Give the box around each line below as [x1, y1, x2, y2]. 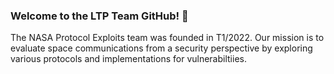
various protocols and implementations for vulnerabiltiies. [10, 53, 247, 65]
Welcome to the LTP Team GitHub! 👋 [10, 9, 189, 23]
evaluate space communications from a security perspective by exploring [10, 42, 313, 54]
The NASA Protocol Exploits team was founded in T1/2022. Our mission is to [10, 32, 325, 44]
